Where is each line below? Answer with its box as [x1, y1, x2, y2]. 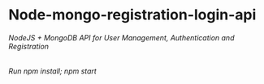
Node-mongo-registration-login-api [8, 6, 257, 24]
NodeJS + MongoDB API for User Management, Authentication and [8, 32, 235, 42]
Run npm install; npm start [8, 66, 97, 76]
